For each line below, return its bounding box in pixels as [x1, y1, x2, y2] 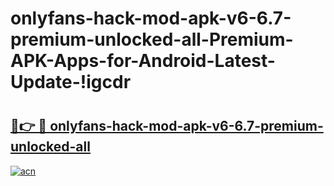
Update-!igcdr [10, 71, 132, 94]
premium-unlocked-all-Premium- [10, 28, 294, 51]
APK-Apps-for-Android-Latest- [10, 50, 276, 72]
